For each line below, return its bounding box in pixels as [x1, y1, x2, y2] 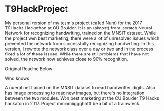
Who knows [5, 75, 30, 81]
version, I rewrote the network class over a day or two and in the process [5, 46, 154, 52]
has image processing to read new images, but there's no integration [5, 90, 145, 96]
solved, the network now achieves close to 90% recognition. [5, 56, 128, 62]
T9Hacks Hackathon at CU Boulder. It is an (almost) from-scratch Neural [5, 25, 152, 30]
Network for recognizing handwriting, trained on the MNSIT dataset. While [5, 30, 156, 36]
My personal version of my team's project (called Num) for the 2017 [5, 20, 142, 26]
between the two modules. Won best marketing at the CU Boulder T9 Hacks [5, 95, 159, 101]
